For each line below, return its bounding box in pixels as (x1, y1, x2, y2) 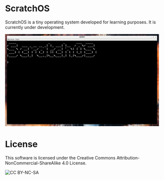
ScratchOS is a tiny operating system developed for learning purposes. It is (5, 19, 156, 25)
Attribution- (116, 155, 140, 161)
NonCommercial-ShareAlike (5, 160, 61, 166)
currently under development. (5, 24, 65, 30)
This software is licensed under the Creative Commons (5, 155, 116, 161)
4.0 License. (61, 160, 87, 166)
